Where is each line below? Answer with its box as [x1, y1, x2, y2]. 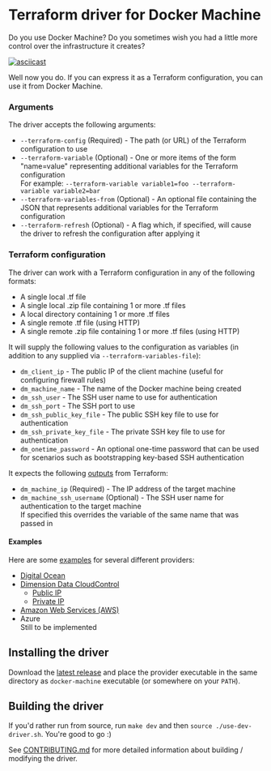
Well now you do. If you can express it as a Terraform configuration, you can [8, 72, 263, 82]
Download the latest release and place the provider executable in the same [8, 667, 258, 677]
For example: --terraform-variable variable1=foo [19, 178, 189, 188]
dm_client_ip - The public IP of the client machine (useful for [19, 366, 224, 376]
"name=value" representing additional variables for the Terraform [19, 161, 239, 171]
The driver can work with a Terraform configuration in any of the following [8, 268, 256, 277]
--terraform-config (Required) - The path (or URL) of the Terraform [19, 135, 247, 145]
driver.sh [8, 731, 42, 739]
